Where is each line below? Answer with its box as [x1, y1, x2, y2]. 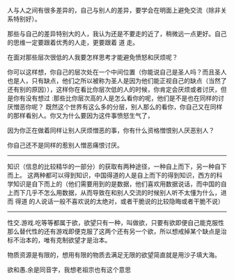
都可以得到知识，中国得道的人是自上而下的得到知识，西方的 [45, 171, 217, 179]
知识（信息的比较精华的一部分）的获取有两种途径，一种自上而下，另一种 [7, 162, 214, 171]
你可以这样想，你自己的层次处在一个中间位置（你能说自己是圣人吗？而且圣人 [7, 68, 227, 76]
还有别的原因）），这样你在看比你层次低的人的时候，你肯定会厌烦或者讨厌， [7, 86, 221, 93]
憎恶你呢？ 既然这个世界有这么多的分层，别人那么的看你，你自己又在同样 [13, 103, 223, 111]
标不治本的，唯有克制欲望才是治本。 [7, 236, 111, 244]
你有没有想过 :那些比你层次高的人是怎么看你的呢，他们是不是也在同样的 [13, 94, 218, 102]
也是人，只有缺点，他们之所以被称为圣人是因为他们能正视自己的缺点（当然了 [7, 77, 227, 85]
